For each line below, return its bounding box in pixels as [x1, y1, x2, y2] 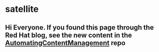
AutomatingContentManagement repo [5, 39, 126, 47]
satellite [5, 3, 39, 15]
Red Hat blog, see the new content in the [5, 31, 132, 39]
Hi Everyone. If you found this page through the [5, 23, 154, 32]
